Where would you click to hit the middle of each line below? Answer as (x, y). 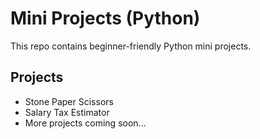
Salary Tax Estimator (67, 112)
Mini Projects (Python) (105, 18)
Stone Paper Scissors (69, 101)
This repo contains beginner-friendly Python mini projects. (131, 46)
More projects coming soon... (85, 123)
